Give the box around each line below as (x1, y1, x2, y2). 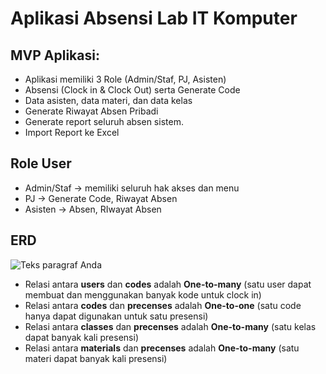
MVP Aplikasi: (10, 47, 100, 64)
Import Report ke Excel (24, 127, 120, 138)
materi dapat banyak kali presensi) (24, 352, 168, 364)
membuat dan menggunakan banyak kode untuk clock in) (24, 288, 262, 301)
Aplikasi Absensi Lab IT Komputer (10, 7, 298, 30)
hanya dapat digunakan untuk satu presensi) (24, 310, 209, 322)
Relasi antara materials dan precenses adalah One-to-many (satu (24, 342, 300, 354)
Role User (10, 155, 72, 172)
